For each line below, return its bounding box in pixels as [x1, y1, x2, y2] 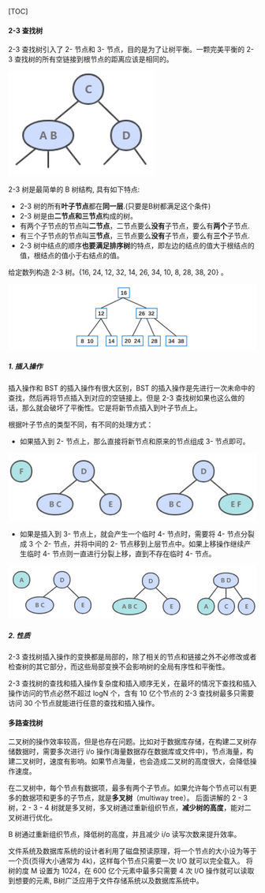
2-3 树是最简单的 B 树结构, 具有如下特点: [8, 185, 140, 194]
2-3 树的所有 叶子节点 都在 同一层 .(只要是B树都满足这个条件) [19, 201, 211, 211]
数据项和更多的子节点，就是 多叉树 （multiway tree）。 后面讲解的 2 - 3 [21, 793, 248, 803]
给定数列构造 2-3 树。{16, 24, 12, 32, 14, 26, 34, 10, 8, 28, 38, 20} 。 [8, 267, 229, 277]
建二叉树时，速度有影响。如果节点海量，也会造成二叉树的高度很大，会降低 [8, 757, 250, 766]
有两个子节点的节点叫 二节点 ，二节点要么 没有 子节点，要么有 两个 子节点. [19, 221, 250, 231]
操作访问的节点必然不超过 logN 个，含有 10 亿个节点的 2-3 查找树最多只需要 [8, 689, 255, 698]
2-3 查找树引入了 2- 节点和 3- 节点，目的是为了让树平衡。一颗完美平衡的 [8, 45, 245, 54]
